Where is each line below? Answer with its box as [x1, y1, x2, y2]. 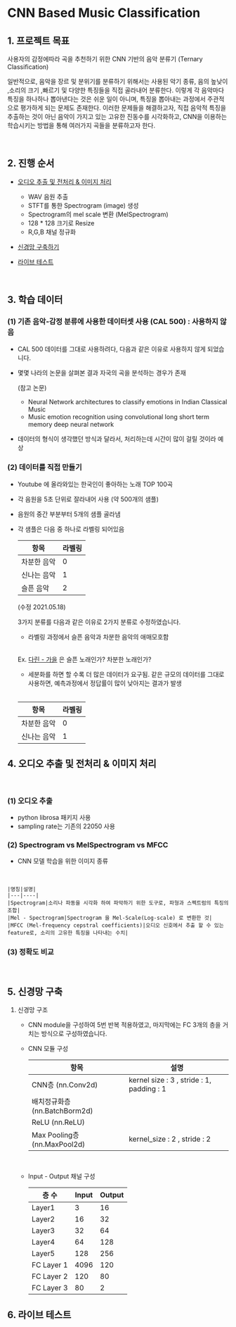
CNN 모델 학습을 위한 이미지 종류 [17, 857, 109, 866]
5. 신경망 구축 [7, 985, 63, 997]
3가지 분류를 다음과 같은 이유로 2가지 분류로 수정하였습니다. [17, 618, 181, 626]
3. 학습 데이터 [7, 294, 63, 306]
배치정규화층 [31, 1097, 71, 1107]
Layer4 [31, 1238, 55, 1247]
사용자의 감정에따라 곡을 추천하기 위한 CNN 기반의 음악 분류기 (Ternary [7, 55, 203, 63]
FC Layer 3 [31, 1283, 68, 1293]
